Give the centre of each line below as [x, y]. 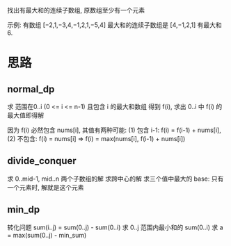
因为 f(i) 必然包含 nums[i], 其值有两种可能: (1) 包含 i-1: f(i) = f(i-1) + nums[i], [114, 130]
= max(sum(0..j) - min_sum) [47, 235]
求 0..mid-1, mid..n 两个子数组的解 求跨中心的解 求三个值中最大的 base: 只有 [115, 179]
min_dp [24, 210]
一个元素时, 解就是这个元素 [46, 187]
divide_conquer [42, 161]
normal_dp [31, 89]
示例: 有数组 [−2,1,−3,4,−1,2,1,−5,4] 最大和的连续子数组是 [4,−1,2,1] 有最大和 [115, 25]
